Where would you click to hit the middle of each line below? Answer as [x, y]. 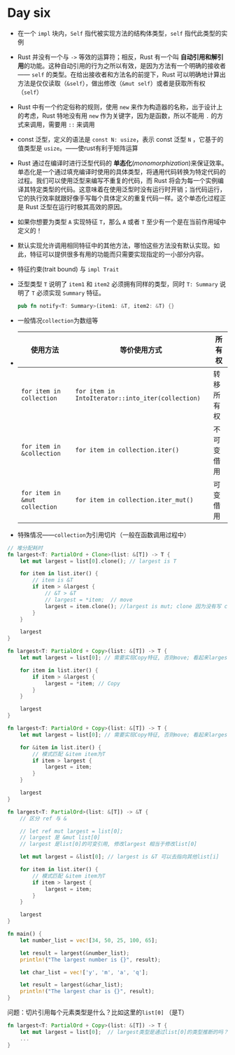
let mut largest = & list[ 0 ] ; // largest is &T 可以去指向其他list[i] [120, 857]
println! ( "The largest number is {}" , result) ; [90, 960]
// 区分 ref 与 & [43, 819]
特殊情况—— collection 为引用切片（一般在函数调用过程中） [104, 535]
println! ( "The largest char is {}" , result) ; [87, 992]
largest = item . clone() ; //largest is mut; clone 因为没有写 [133, 606]
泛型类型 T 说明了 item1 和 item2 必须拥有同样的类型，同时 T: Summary [117, 284]
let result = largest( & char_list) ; [72, 985]
